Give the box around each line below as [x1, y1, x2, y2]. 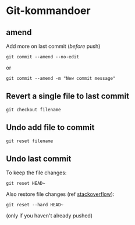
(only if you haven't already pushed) [6, 212, 93, 219]
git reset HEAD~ [6, 181, 45, 187]
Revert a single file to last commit [6, 92, 130, 101]
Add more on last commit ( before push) [6, 43, 101, 50]
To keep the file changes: [6, 169, 67, 176]
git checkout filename [6, 107, 61, 112]
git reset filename [6, 138, 54, 144]
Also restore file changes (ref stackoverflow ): [6, 191, 115, 198]
